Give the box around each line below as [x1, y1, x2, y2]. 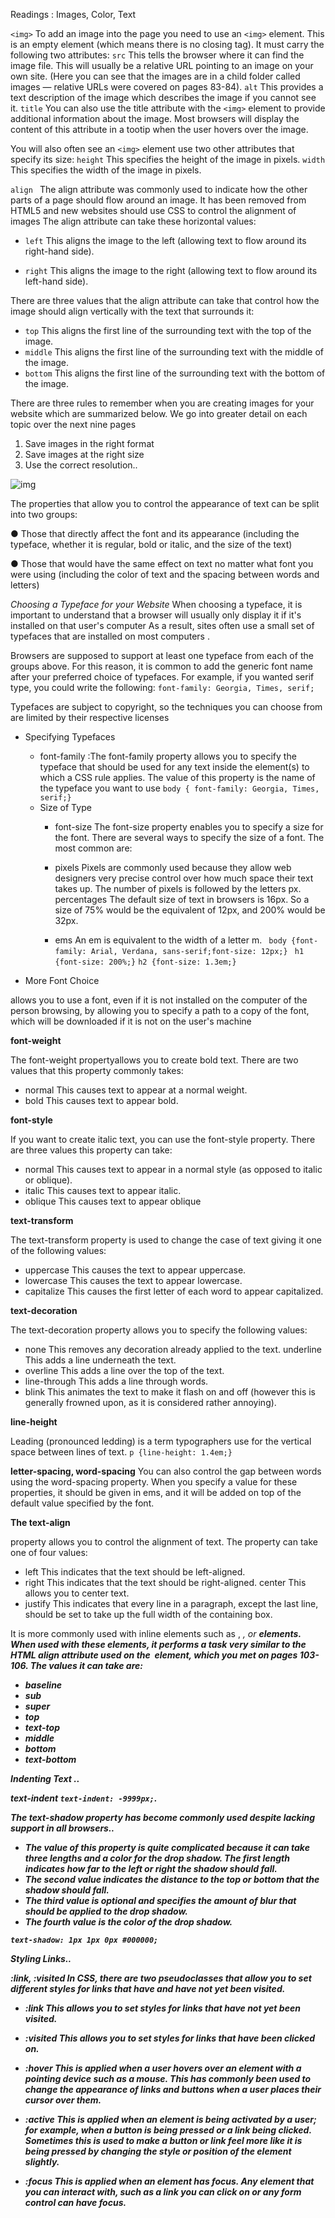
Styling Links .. [10, 1953, 72, 1964]
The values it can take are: [29, 1660, 143, 1671]
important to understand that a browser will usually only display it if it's [10, 609, 302, 621]
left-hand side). [24, 275, 89, 287]
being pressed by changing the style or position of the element [24, 2145, 292, 2157]
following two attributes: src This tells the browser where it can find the [10, 49, 305, 61]
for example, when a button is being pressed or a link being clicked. [24, 2124, 312, 2136]
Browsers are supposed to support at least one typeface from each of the [10, 650, 314, 661]
